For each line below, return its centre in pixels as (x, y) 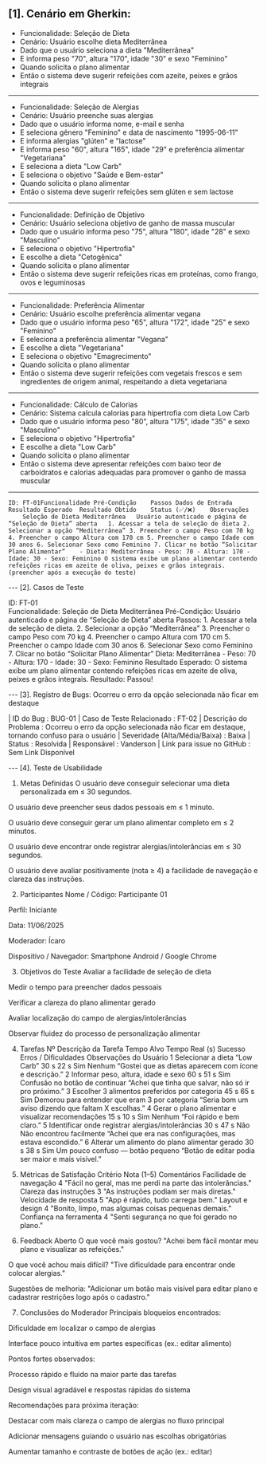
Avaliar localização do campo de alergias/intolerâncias (97, 1017)
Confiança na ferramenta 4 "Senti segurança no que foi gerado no (128, 1217)
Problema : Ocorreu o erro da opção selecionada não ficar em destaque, (127, 726)
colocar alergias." (37, 1273)
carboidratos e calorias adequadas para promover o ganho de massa (133, 472)
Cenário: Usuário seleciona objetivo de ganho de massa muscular (128, 222)
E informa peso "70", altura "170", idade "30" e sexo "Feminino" (124, 58)
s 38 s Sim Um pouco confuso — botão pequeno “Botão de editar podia (137, 1150)
